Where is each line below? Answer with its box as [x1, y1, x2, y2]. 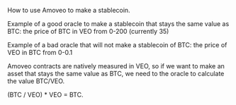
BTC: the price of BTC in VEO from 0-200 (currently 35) [7, 27, 169, 35]
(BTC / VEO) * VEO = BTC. [7, 91, 84, 99]
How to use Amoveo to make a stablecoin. [7, 6, 130, 14]
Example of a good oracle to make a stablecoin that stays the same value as [7, 20, 230, 27]
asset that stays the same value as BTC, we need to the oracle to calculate [7, 70, 225, 78]
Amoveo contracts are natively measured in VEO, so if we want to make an [7, 62, 225, 70]
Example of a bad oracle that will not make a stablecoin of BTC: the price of [7, 41, 227, 49]
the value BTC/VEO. [7, 77, 65, 85]
